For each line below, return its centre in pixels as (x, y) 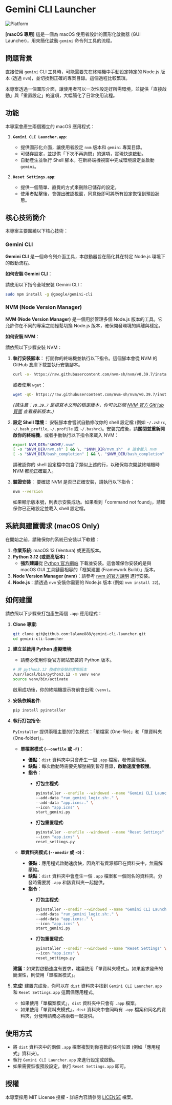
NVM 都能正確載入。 (34, 471)
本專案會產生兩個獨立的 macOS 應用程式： (50, 126)
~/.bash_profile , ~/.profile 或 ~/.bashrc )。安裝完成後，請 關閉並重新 (87, 428)
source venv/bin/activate (40, 679)
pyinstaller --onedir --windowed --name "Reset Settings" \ (101, 949)
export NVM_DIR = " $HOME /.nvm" (44, 445)
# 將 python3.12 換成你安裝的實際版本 (50, 670)
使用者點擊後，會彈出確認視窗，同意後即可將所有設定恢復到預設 (88, 194)
